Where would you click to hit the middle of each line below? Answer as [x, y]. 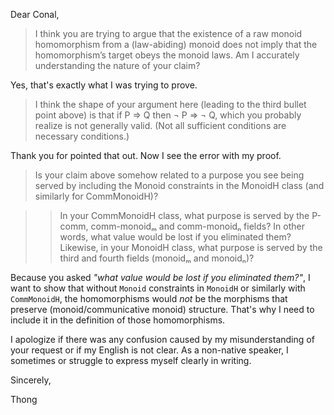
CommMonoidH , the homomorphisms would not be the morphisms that [149, 298]
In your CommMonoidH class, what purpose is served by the [184, 215]
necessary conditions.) [82, 136]
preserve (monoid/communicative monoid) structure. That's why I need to [162, 309]
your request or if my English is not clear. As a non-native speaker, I [149, 350]
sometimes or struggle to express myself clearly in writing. [131, 360]
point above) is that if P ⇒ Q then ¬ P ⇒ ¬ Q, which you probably [168, 115]
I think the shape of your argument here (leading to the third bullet [170, 104]
